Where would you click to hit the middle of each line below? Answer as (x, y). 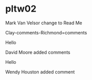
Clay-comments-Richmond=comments (46, 32)
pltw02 (21, 9)
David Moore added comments (38, 52)
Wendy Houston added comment (40, 72)
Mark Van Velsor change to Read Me (44, 23)
